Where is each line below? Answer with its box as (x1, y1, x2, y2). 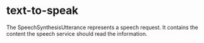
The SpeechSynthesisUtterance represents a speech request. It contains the (6, 24, 199, 31)
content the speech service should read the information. (6, 30, 147, 37)
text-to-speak (6, 4, 79, 18)
